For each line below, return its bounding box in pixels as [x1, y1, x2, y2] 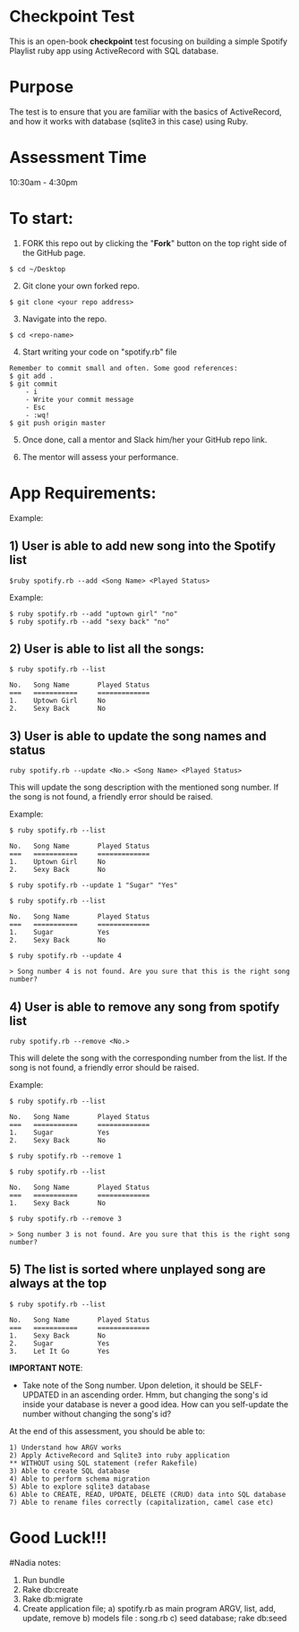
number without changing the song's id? [21, 1408, 172, 1419]
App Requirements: [9, 483, 157, 503]
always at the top [9, 1276, 107, 1291]
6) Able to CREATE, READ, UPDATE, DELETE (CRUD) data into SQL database [9, 1490, 286, 1499]
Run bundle [21, 1574, 65, 1585]
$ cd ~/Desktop [9, 264, 66, 274]
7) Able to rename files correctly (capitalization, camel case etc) [9, 1498, 275, 1507]
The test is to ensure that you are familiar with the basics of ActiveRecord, [9, 106, 282, 117]
